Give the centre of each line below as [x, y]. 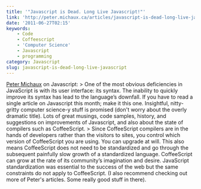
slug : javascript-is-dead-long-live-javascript [67, 67]
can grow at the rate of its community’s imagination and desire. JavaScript [98, 161]
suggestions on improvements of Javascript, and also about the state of [95, 123]
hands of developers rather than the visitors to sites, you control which [93, 135]
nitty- [177, 103]
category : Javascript [33, 62]
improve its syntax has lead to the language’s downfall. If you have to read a [100, 97]
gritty [13, 110]
